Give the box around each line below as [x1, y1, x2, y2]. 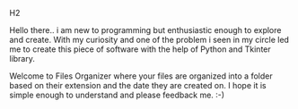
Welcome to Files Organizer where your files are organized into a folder [9, 71, 273, 81]
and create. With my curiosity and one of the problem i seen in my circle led [9, 35, 290, 45]
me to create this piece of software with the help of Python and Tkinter [9, 44, 271, 54]
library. [9, 54, 36, 63]
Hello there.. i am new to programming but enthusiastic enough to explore [9, 25, 282, 35]
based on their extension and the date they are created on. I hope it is [9, 80, 267, 90]
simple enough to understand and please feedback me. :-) [9, 89, 225, 100]
